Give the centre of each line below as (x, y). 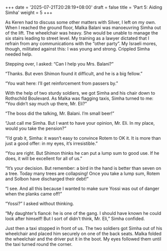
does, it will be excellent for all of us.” (44, 158)
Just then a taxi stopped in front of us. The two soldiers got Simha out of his (84, 228)
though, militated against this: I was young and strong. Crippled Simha (78, 49)
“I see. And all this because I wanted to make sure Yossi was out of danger (82, 188)
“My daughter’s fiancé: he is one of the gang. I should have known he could (83, 213)
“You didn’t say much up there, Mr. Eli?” (46, 104)
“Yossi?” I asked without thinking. (40, 203)
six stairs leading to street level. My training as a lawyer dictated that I (77, 38)
